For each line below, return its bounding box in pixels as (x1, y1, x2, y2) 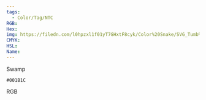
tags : (6, 9, 20, 15)
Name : (6, 49, 20, 55)
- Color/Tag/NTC (12, 15, 53, 21)
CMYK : (6, 37, 20, 43)
